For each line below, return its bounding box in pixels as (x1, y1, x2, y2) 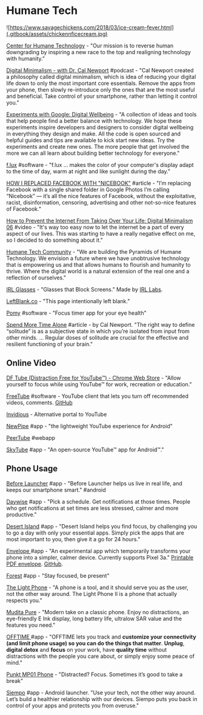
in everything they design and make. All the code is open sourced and (6, 130, 181, 137)
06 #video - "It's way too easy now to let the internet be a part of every (6, 223, 184, 231)
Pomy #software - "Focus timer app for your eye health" (6, 309, 147, 316)
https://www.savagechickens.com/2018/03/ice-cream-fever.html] (10, 24, 174, 31)
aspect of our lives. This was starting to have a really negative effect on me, (6, 230, 196, 237)
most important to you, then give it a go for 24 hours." (6, 535, 141, 542)
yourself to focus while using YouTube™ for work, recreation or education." (6, 380, 192, 388)
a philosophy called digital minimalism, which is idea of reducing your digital (6, 73, 196, 80)
